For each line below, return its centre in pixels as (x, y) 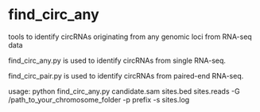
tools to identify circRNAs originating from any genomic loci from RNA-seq (130, 37)
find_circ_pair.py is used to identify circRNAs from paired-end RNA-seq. (126, 75)
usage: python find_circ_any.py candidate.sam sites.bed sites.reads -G (124, 91)
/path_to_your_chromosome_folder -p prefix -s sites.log (99, 99)
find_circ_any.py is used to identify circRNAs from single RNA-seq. (117, 60)
